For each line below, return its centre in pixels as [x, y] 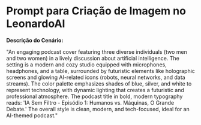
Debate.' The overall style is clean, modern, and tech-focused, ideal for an [98, 109]
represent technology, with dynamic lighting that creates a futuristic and [95, 90]
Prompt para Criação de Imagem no [96, 11]
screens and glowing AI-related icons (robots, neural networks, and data [96, 77]
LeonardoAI [36, 24]
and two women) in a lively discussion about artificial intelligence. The [93, 58]
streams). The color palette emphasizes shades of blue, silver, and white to [99, 83]
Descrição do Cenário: [35, 40]
